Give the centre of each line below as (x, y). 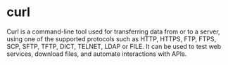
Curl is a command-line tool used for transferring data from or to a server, (113, 31)
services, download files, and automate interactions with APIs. (97, 54)
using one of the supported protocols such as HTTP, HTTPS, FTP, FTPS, (112, 38)
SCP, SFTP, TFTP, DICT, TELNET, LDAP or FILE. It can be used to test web (114, 46)
